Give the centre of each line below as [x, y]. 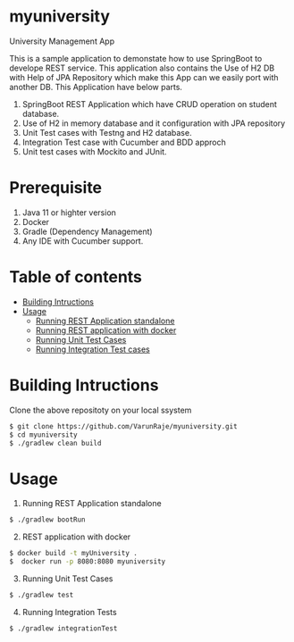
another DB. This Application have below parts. [96, 87]
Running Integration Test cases [92, 349]
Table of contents [76, 277]
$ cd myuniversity [43, 435]
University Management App [62, 41]
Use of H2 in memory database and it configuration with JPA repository [154, 123]
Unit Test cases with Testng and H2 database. [107, 132]
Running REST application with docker [106, 330]
